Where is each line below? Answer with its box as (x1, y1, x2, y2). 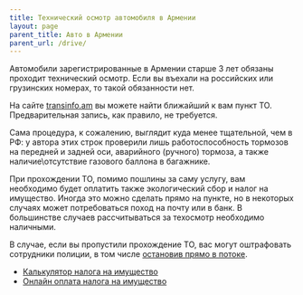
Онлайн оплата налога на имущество (22, 276, 167, 287)
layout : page (9, 22, 59, 31)
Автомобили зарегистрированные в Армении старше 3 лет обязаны (9, 63, 274, 74)
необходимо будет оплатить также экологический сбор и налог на (9, 183, 269, 195)
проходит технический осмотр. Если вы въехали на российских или (9, 73, 274, 84)
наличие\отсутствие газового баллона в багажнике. (9, 156, 211, 167)
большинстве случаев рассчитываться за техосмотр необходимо (9, 212, 265, 223)
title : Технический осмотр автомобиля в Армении (9, 13, 196, 23)
